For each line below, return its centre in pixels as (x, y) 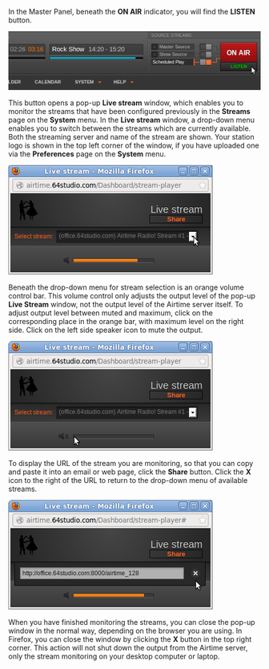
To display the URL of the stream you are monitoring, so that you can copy (131, 463)
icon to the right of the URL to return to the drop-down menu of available (128, 480)
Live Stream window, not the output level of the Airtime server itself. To (126, 304)
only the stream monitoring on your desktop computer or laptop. (114, 656)
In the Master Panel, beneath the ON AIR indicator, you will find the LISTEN (132, 12)
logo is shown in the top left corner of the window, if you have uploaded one (134, 145)
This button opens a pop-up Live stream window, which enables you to (126, 103)
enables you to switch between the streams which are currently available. (130, 128)
